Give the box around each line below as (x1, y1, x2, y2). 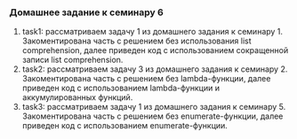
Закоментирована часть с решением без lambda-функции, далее (21, 73, 271, 84)
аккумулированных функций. (21, 92, 133, 103)
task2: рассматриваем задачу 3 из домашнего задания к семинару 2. (21, 64, 288, 74)
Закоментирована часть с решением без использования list (21, 35, 252, 46)
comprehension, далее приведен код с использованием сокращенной (21, 45, 289, 56)
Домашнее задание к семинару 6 (9, 6, 165, 19)
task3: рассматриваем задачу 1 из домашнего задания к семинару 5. (21, 102, 286, 112)
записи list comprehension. (21, 55, 124, 66)
